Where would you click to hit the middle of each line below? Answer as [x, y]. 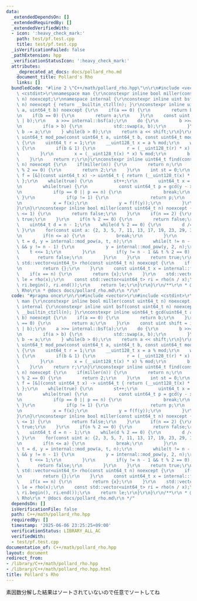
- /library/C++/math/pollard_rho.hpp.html [59, 569]
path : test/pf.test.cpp [46, 39]
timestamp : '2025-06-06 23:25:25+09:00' [61, 526]
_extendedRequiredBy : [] [42, 22]
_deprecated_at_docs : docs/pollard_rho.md [69, 72]
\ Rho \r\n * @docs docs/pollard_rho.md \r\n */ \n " [79, 291]
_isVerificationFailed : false [48, 50]
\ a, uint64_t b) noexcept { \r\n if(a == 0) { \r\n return [102, 110]
